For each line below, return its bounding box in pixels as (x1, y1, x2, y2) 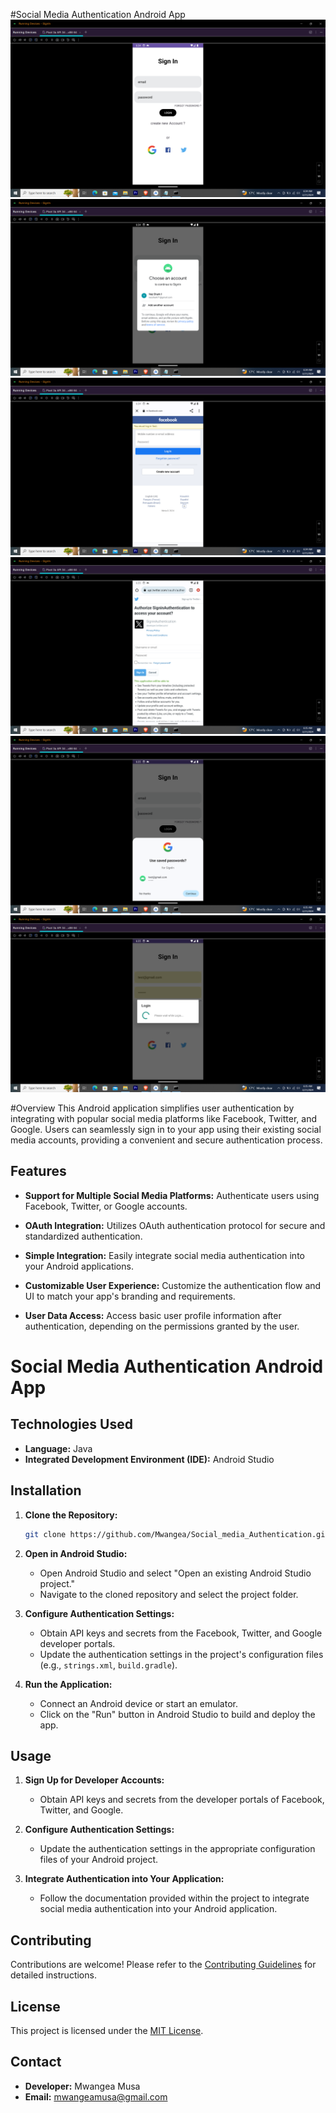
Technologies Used (10, 1416, 133, 1433)
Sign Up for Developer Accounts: (24, 1774, 165, 1786)
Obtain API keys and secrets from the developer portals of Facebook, (39, 1794, 325, 1806)
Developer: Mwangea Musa (24, 2080, 141, 2092)
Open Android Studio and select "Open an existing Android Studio (39, 1567, 312, 1579)
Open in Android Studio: (24, 1547, 128, 1559)
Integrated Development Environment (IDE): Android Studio (24, 1453, 275, 1465)
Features (10, 1163, 67, 1180)
